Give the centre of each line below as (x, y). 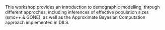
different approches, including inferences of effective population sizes (77, 12)
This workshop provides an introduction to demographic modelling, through (82, 7)
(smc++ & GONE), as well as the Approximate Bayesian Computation (75, 17)
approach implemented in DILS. (37, 22)
